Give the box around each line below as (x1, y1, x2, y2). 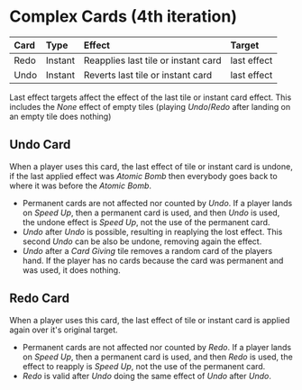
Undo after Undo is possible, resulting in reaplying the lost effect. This (22, 226, 283, 237)
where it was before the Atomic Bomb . (9, 180, 151, 191)
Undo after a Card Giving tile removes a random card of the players (22, 245, 273, 256)
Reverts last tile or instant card (83, 68, 213, 81)
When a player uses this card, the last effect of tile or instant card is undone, (9, 160, 293, 172)
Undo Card (9, 137, 71, 152)
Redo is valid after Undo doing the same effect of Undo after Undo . (22, 370, 272, 381)
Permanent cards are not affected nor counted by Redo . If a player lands (22, 341, 291, 352)
